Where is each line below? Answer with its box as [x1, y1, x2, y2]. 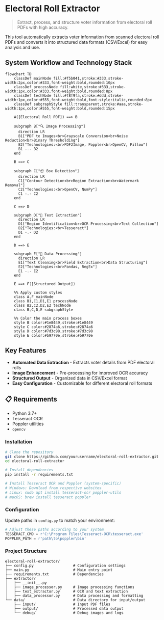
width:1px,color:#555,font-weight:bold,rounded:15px [5, 106, 115, 111]
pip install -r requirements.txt [5, 472, 73, 477]
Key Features [5, 347, 47, 355]
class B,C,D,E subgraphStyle [14, 307, 73, 312]
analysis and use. [5, 44, 40, 50]
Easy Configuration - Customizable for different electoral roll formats [12, 380, 153, 386]
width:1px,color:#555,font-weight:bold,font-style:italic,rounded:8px [5, 97, 152, 102]
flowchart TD [5, 72, 32, 77]
